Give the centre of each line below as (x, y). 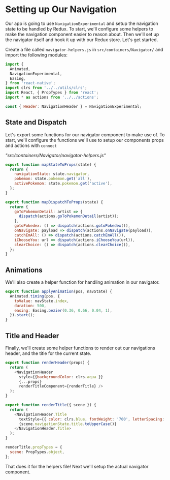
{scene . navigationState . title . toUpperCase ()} (67, 424)
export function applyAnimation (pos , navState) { (59, 292)
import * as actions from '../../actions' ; (52, 98)
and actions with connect (31, 145)
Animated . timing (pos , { (35, 296)
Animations (24, 270)
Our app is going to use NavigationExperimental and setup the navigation (82, 23)
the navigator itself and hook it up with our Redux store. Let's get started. (82, 40)
